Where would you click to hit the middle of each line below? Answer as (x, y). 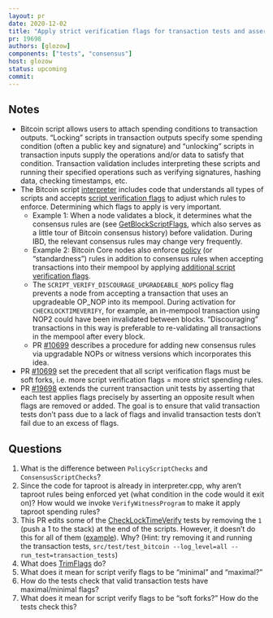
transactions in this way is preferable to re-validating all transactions (147, 328)
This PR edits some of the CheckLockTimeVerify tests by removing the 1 (141, 520)
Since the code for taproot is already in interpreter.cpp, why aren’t (131, 486)
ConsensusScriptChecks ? (61, 477)
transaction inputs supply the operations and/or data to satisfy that (132, 155)
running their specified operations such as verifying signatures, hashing (141, 173)
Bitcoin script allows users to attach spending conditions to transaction (139, 129)
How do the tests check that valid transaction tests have (114, 581)
